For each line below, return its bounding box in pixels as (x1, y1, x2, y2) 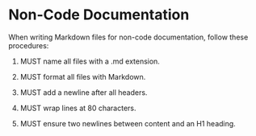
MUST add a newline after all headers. (19, 87, 148, 97)
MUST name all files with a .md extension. (19, 56, 160, 66)
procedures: (8, 40, 49, 50)
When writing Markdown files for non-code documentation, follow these (8, 32, 249, 42)
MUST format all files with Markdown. (19, 72, 146, 81)
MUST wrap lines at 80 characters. (19, 103, 136, 113)
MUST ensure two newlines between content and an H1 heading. (19, 118, 236, 128)
